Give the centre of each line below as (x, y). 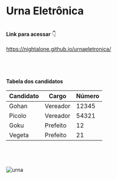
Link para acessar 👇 (31, 34)
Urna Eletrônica (45, 11)
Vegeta (19, 135)
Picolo (18, 116)
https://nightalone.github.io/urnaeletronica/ (58, 49)
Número (87, 96)
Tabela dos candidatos (35, 81)
